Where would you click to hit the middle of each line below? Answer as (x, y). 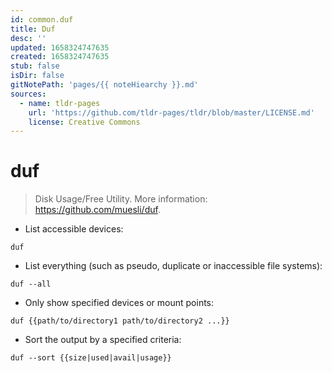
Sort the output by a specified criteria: (103, 340)
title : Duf (33, 29)
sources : (28, 94)
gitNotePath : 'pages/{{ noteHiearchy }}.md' (104, 85)
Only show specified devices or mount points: (119, 303)
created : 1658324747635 (60, 57)
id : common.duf (42, 19)
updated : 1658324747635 (60, 47)
